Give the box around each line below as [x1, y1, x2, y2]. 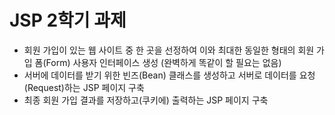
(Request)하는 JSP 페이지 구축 [23, 81, 145, 93]
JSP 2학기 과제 [9, 9, 127, 32]
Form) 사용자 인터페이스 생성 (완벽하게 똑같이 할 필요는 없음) [45, 56, 282, 68]
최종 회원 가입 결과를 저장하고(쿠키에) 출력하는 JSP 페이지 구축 [23, 94, 269, 106]
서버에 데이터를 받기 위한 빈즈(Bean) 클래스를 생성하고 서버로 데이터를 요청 [23, 69, 316, 81]
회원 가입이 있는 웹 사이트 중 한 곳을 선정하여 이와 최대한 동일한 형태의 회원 [23, 44, 315, 56]
